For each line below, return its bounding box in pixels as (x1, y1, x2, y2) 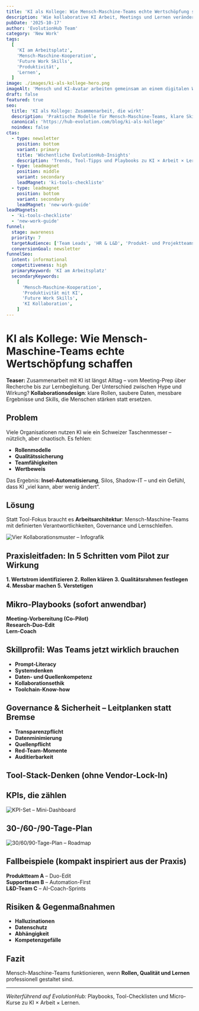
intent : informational (11, 257, 68, 263)
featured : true (6, 97, 44, 103)
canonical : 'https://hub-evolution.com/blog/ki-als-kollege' (11, 119, 166, 125)
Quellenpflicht (14, 741, 52, 748)
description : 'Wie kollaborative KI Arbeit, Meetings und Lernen (6, 14, 171, 20)
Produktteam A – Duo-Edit (6, 872, 71, 879)
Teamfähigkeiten (14, 459, 58, 466)
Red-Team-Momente (14, 747, 68, 754)
